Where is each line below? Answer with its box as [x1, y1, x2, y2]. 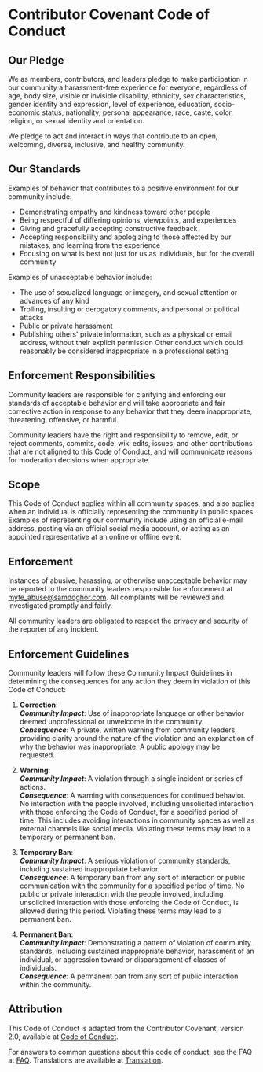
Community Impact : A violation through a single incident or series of [19, 774, 243, 783]
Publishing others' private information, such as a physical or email [19, 329, 233, 339]
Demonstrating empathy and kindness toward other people [19, 207, 210, 216]
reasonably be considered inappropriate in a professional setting [19, 346, 229, 355]
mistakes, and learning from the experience [19, 240, 161, 249]
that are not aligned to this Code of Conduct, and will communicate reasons [8, 447, 253, 456]
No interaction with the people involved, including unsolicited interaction [19, 799, 254, 809]
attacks [19, 312, 44, 322]
